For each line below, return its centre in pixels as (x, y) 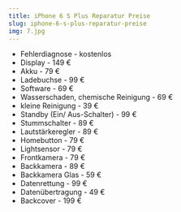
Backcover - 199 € (51, 201)
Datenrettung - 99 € (54, 184)
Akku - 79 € (40, 71)
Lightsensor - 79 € (51, 149)
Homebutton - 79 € (52, 141)
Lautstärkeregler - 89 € (59, 132)
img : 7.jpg (27, 31)
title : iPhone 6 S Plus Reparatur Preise (80, 16)
